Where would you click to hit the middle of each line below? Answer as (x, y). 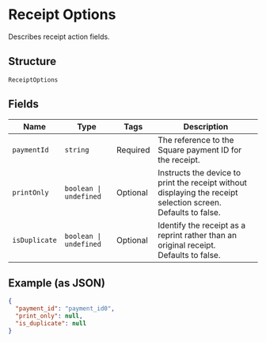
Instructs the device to (199, 172)
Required (133, 150)
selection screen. (190, 202)
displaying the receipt (198, 192)
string (77, 150)
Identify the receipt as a (202, 225)
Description (206, 126)
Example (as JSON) (57, 283)
